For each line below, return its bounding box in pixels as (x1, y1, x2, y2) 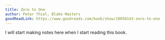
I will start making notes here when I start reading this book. (5, 30, 127, 36)
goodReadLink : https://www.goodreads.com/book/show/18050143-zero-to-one (5, 16, 161, 21)
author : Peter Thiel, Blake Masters (5, 12, 81, 17)
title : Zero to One (5, 7, 45, 12)
